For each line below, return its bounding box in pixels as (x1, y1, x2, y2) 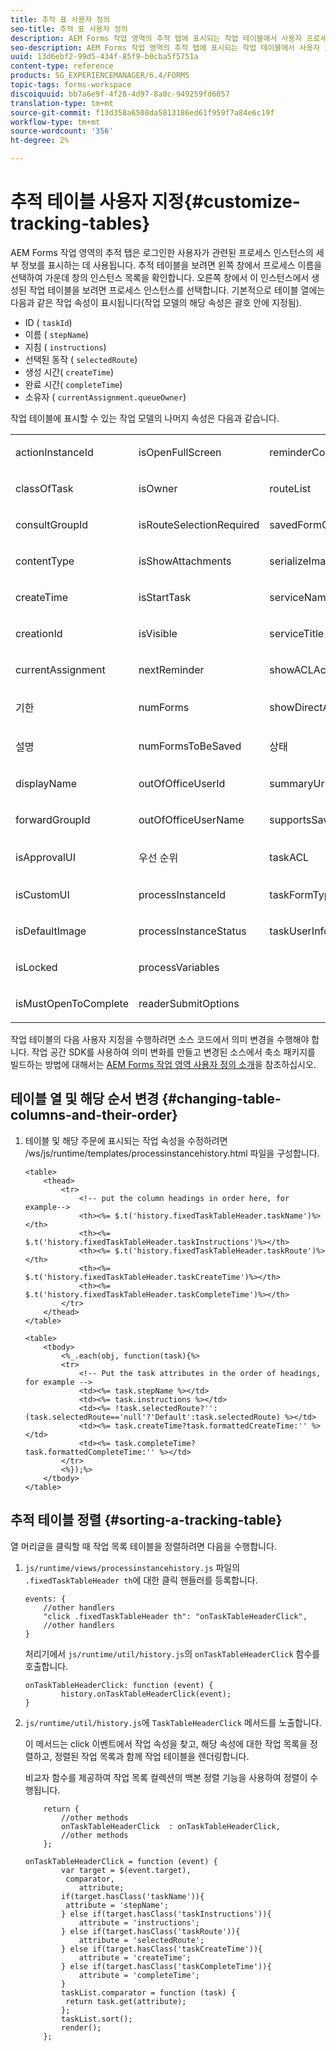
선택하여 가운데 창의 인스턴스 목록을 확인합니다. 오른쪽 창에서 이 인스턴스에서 (10, 271, 310, 283)
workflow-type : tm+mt (10, 117, 101, 127)
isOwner (138, 481, 178, 495)
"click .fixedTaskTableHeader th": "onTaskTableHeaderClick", (43, 1611, 308, 1621)
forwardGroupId (15, 812, 91, 826)
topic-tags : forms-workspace (10, 80, 132, 90)
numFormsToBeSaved (138, 739, 242, 753)
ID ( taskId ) (24, 316, 73, 328)
